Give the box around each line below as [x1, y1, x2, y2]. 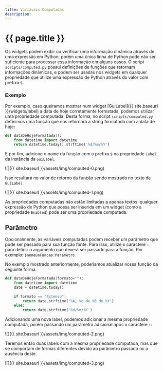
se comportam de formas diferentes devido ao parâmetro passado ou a [5, 346, 148, 352]
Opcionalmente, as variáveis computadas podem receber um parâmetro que [5, 237, 158, 242]
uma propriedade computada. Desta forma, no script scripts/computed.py [5, 113, 153, 119]
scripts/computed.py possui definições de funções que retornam [5, 64, 135, 70]
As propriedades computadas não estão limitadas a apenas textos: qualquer [5, 199, 158, 205]
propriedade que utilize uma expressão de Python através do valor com [5, 74, 148, 80]
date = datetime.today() [14, 285, 64, 290]
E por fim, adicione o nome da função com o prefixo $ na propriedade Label [5, 151, 157, 157]
